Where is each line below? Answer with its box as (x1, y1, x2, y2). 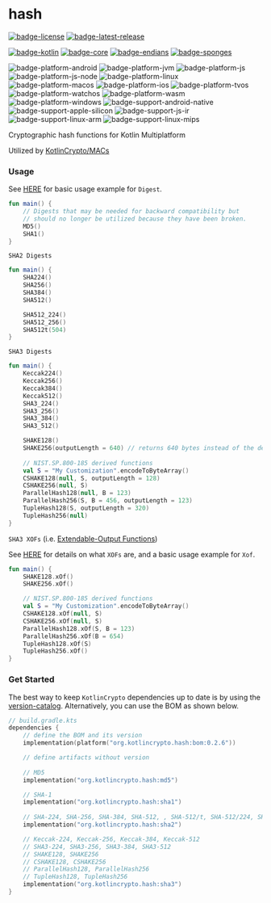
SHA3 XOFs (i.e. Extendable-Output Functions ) (8, 534, 158, 544)
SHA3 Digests (8, 348, 52, 356)
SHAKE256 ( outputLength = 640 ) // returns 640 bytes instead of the (23, 444, 254, 452)
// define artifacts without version (23, 754, 150, 762)
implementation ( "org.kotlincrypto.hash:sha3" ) (23, 880, 182, 888)
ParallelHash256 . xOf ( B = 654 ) (23, 632, 125, 640)
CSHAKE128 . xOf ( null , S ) (23, 610, 103, 618)
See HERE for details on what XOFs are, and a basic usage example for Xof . (8, 549, 256, 559)
